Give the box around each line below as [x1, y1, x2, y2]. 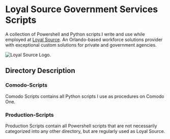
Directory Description [5, 66, 75, 75]
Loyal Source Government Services [5, 4, 158, 15]
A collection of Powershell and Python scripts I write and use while [5, 31, 145, 37]
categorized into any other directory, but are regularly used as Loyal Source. [5, 128, 165, 134]
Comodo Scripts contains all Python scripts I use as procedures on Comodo [5, 93, 164, 99]
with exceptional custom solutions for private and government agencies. [5, 42, 157, 48]
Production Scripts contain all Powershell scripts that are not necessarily [5, 123, 157, 129]
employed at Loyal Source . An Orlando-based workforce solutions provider [5, 37, 163, 43]
